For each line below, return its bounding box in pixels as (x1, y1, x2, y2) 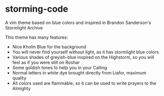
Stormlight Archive (5, 24, 43, 30)
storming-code (5, 3, 68, 15)
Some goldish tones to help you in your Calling (12, 65, 107, 71)
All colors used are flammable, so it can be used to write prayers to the (12, 80, 157, 86)
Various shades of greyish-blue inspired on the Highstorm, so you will (12, 54, 155, 60)
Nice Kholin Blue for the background (12, 44, 86, 49)
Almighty (12, 85, 31, 91)
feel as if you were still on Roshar (12, 59, 80, 65)
